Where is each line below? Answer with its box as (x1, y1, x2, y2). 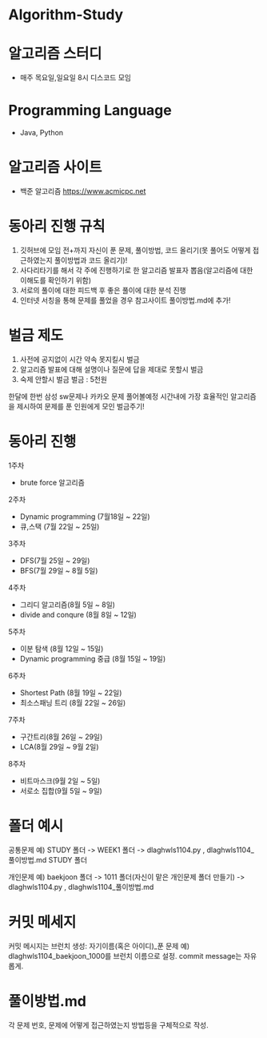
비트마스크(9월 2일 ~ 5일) (19, 775, 101, 786)
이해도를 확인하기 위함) (19, 275, 92, 285)
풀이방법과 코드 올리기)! (54, 255, 128, 265)
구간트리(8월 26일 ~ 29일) (19, 731, 103, 742)
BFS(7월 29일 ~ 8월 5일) (19, 565, 98, 575)
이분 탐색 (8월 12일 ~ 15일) (19, 643, 104, 654)
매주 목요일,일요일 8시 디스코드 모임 (19, 73, 132, 82)
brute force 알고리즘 (19, 477, 86, 487)
